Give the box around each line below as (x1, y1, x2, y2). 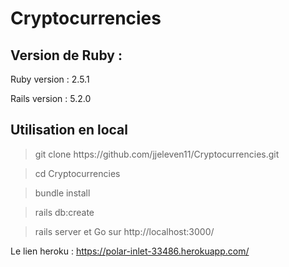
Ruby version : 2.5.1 (10, 73, 90, 85)
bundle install (34, 187, 91, 199)
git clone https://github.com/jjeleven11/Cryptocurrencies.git (34, 148, 280, 160)
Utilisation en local (10, 122, 128, 139)
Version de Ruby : (10, 47, 123, 64)
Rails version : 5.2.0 (10, 93, 92, 104)
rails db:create (34, 206, 95, 218)
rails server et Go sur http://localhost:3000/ (34, 225, 215, 237)
